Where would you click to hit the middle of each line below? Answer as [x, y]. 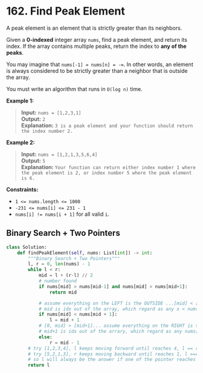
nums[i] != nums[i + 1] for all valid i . [62, 214]
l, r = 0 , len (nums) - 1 [59, 264]
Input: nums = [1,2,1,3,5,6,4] [59, 154]
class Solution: [27, 247]
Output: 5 [33, 160]
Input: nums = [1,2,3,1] [51, 112]
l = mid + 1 [64, 320]
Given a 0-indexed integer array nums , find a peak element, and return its [97, 39]
